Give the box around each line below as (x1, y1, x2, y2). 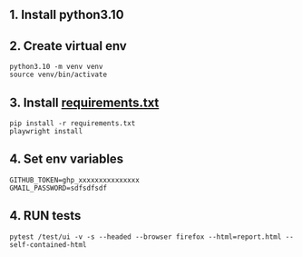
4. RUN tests (9, 208, 82, 223)
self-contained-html (9, 240, 88, 249)
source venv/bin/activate (9, 70, 107, 80)
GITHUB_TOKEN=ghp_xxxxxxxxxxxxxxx (9, 175, 141, 184)
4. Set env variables (9, 152, 124, 167)
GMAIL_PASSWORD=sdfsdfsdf (9, 183, 107, 193)
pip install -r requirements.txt (9, 119, 136, 128)
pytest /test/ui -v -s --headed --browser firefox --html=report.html (9, 232, 282, 242)
